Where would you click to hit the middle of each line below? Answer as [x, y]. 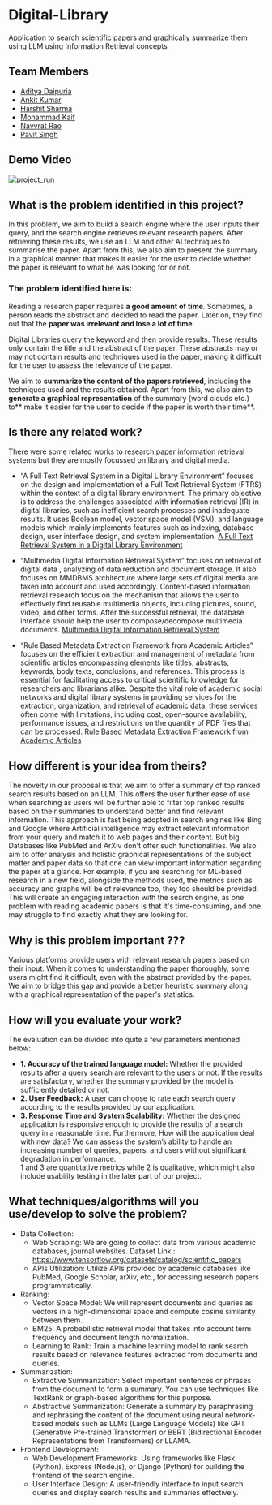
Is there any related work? [75, 432]
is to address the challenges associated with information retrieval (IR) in [139, 502]
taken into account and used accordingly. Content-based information [135, 587]
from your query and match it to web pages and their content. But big [124, 837]
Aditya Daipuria [46, 91]
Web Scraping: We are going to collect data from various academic [144, 1242]
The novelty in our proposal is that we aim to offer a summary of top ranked [134, 786]
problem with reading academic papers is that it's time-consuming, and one [135, 906]
